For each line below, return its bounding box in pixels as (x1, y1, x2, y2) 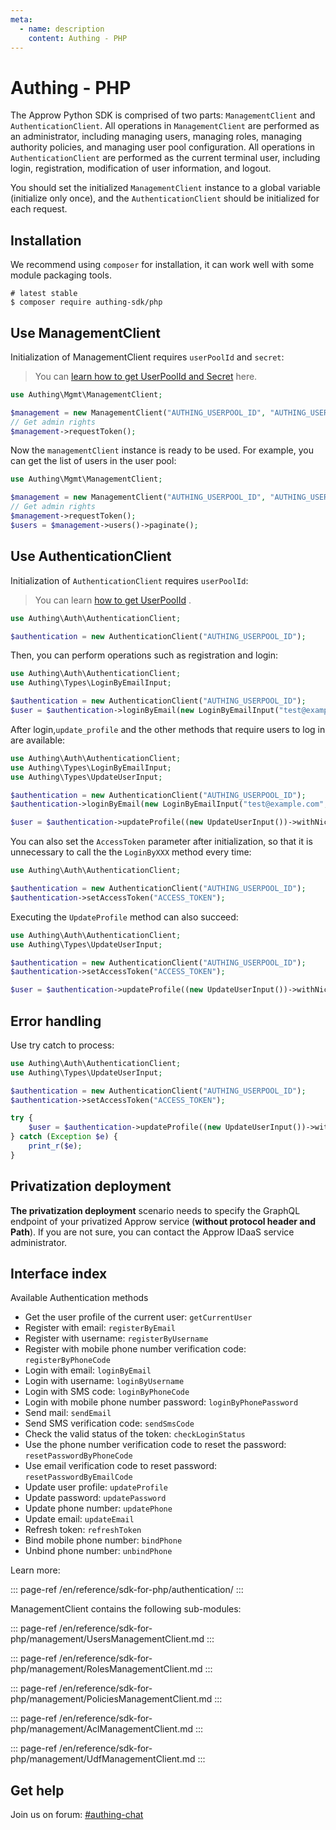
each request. (10, 203, 68, 215)
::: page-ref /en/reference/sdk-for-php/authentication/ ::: (10, 1584, 244, 1596)
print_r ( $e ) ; (28, 1141, 83, 1151)
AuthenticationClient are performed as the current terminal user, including (10, 152, 321, 164)
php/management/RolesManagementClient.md (10, 1663, 203, 1675)
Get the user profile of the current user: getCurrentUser (24, 1311, 253, 1323)
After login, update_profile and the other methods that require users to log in (10, 723, 326, 735)
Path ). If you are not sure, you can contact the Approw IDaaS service (10, 1226, 295, 1238)
